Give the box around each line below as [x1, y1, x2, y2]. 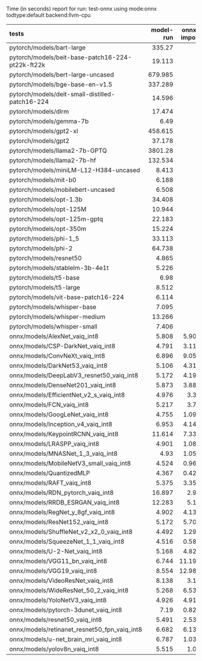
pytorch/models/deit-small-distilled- [9, 90, 115, 98]
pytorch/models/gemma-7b [9, 117, 89, 125]
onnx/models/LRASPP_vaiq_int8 [9, 440, 100, 447]
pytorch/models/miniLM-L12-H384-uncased [9, 166, 140, 174]
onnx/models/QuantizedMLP [9, 469, 90, 477]
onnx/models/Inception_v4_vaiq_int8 [9, 420, 112, 428]
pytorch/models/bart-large [9, 43, 86, 52]
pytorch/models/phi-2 [9, 244, 73, 252]
